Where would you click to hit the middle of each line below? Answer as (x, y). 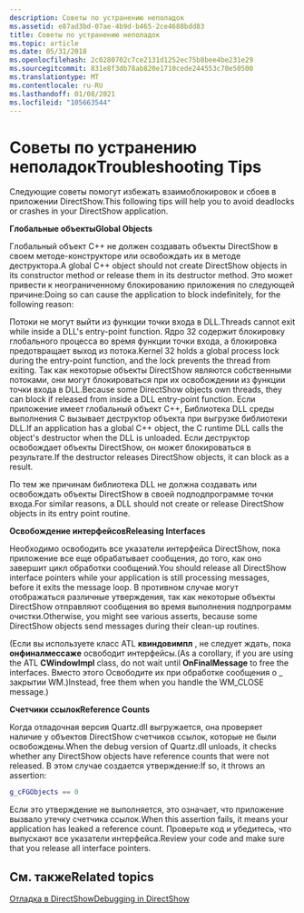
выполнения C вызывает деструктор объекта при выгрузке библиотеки (148, 418)
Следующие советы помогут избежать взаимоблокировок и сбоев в (143, 192)
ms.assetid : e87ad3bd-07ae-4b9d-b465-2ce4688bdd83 (107, 26)
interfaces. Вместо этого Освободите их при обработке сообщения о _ (146, 673)
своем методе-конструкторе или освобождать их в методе (125, 256)
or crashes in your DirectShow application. (89, 211)
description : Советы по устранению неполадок (97, 18)
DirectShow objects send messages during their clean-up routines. (135, 626)
